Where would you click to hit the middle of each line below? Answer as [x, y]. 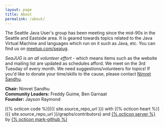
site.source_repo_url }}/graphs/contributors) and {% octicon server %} [83, 114]
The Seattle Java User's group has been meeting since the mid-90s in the [80, 33]
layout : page [19, 10]
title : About [19, 14]
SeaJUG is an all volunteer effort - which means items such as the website [81, 58]
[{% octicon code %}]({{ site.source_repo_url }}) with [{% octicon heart [78, 109]
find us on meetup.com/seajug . [37, 49]
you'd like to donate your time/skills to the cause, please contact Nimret [78, 74]
